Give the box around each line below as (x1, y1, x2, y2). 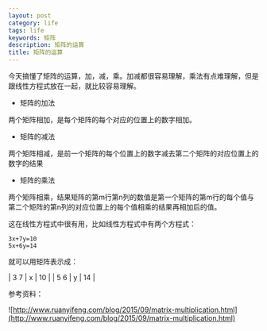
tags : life (8, 26, 44, 34)
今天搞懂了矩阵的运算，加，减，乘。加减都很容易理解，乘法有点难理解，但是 (8, 71, 259, 80)
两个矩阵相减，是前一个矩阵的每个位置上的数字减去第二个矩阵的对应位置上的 (8, 148, 259, 158)
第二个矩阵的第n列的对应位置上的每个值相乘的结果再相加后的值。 (8, 202, 222, 211)
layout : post (8, 11, 52, 20)
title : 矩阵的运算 (8, 48, 64, 56)
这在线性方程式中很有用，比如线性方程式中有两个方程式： (8, 219, 196, 229)
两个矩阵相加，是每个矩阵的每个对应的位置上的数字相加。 (8, 115, 196, 124)
